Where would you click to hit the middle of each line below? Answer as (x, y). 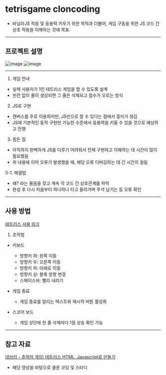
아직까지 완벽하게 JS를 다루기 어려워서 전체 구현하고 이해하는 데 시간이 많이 (85, 150)
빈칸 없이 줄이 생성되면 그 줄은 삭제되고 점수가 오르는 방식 (68, 95)
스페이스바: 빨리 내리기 (41, 280)
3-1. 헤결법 (16, 172)
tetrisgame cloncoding (53, 9)
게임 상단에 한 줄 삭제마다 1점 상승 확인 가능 (61, 322)
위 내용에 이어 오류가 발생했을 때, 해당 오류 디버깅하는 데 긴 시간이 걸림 (80, 162)
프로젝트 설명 (24, 51)
